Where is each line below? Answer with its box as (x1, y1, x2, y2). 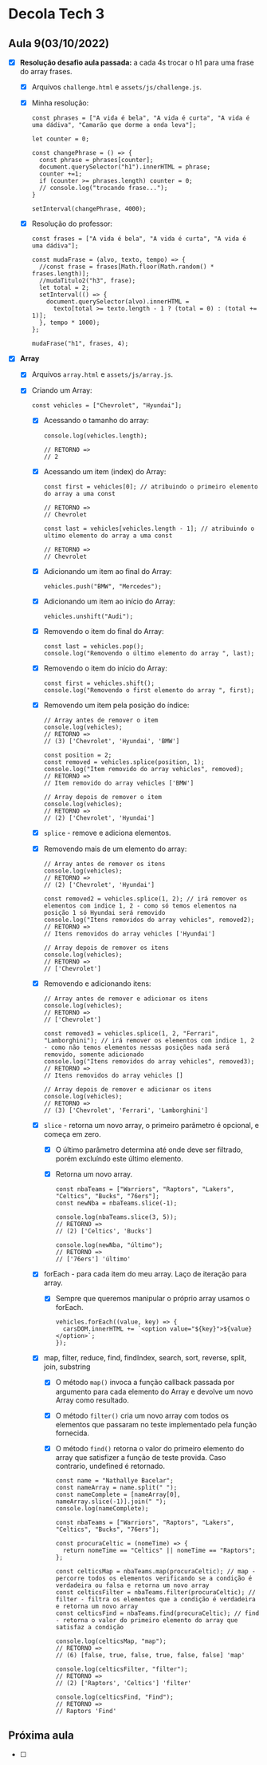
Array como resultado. (55, 1395, 130, 1405)
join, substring (43, 1362, 91, 1371)
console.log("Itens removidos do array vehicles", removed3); (43, 1058, 255, 1066)
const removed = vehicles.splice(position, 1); (43, 758, 205, 766)
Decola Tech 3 (8, 5, 105, 23)
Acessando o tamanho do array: (43, 416, 149, 425)
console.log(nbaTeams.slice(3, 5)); (55, 1213, 178, 1221)
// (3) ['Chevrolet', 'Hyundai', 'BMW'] (43, 737, 180, 745)
